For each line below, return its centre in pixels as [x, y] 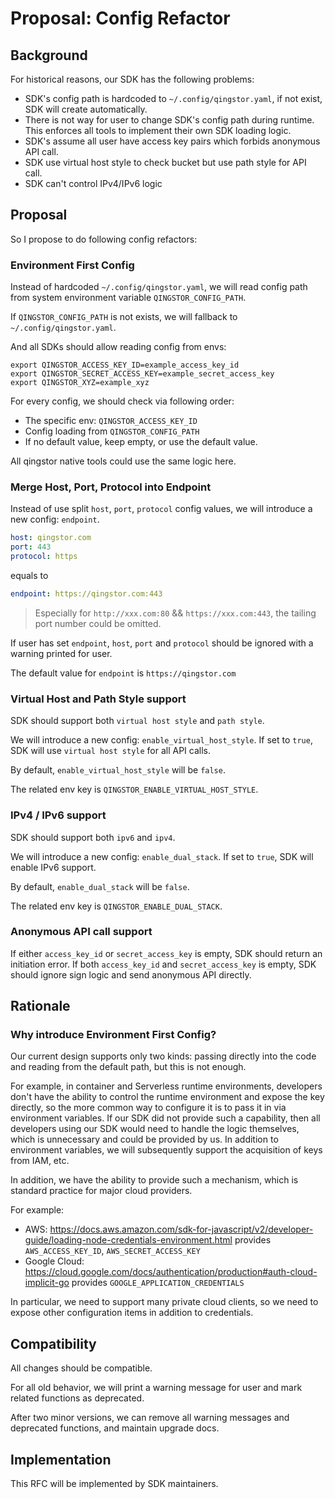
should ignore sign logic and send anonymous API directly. [131, 974]
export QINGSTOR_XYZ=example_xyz [80, 383]
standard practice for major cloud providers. [101, 1191]
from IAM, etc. [40, 1161]
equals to [29, 576]
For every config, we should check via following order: [122, 401]
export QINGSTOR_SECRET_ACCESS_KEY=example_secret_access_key [142, 374]
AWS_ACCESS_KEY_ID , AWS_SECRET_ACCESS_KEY [112, 1251]
